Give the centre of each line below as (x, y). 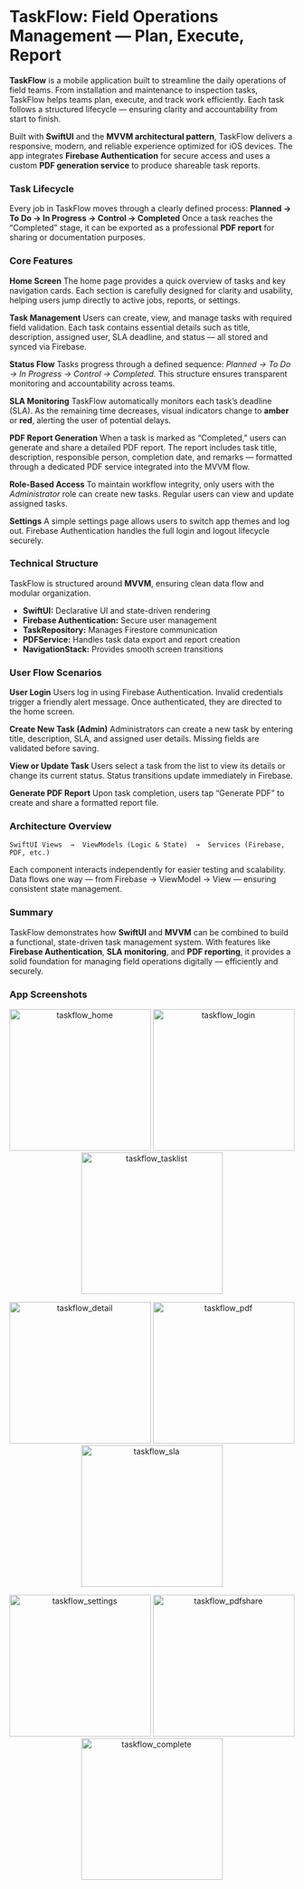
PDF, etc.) (30, 853)
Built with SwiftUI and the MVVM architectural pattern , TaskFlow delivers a (151, 136)
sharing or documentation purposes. (78, 237)
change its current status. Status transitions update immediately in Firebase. (151, 776)
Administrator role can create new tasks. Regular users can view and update (152, 494)
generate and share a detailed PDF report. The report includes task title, (143, 447)
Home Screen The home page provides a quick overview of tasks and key (148, 281)
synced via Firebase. (48, 346)
